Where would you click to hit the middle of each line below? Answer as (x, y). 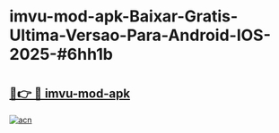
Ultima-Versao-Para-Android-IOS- (140, 35)
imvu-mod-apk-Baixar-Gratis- (124, 17)
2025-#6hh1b (61, 54)
